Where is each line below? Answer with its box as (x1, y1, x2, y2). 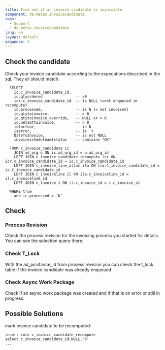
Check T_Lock (5, 250, 40, 257)
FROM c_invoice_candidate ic (9, 146, 69, 151)
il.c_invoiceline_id (5, 176, 48, 181)
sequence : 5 (5, 39, 30, 44)
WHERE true (9, 189, 32, 194)
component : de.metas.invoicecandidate (5, 12, 85, 17)
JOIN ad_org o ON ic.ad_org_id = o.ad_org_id (14, 150, 109, 155)
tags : (5, 16, 16, 21)
